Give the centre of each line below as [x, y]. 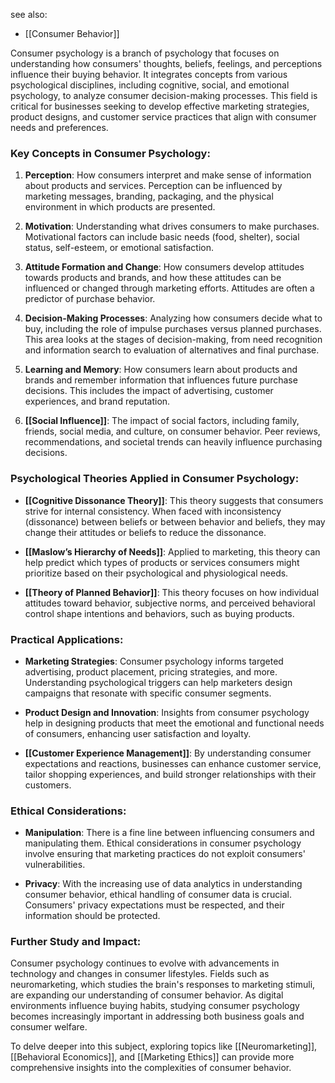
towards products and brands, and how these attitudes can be [153, 278]
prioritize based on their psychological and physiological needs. [156, 573]
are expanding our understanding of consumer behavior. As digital [147, 995]
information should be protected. [92, 916]
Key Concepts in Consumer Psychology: [110, 153]
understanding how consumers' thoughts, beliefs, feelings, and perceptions [166, 63]
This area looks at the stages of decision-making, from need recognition [173, 340]
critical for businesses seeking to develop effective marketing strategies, [160, 106]
